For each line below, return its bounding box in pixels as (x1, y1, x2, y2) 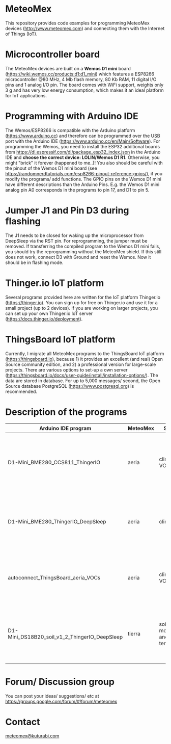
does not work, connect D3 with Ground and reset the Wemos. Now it (5, 254, 151, 260)
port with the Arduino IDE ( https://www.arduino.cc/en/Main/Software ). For (5, 138, 160, 144)
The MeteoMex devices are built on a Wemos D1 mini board (5, 65, 131, 71)
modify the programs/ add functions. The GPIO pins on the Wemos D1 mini (5, 176, 162, 182)
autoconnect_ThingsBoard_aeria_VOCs (8, 574, 101, 581)
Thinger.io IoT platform (5, 277, 104, 288)
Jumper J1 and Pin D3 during (5, 205, 129, 216)
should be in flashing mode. (5, 259, 64, 265)
